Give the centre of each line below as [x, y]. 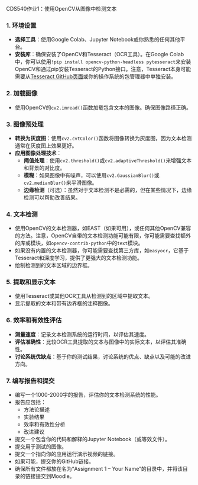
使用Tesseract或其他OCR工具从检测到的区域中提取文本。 [84, 296]
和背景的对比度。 [44, 168]
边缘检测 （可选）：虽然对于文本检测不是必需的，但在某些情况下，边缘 [108, 190]
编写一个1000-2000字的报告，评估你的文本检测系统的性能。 [88, 395]
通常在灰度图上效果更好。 [46, 145]
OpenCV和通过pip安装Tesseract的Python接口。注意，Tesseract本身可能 [103, 69]
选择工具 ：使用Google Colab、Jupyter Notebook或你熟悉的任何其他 [97, 40]
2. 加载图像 [22, 94]
